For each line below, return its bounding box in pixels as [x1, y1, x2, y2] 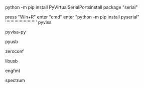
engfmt [5, 67, 21, 73]
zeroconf [5, 48, 24, 54]
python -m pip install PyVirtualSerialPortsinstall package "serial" [5, 4, 138, 10]
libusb [5, 58, 18, 64]
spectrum [5, 77, 25, 83]
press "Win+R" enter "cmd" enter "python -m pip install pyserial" [5, 14, 139, 19]
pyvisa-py [5, 29, 26, 34]
